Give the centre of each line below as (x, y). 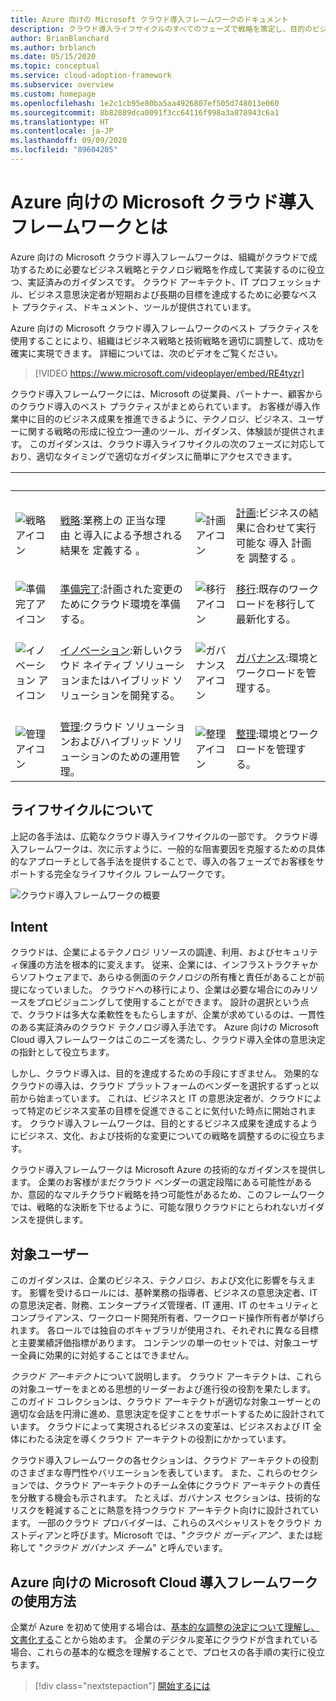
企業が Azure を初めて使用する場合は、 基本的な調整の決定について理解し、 (165, 1627)
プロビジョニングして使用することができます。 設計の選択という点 (173, 1002)
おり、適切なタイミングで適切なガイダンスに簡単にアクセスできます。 (154, 456)
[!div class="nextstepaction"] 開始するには (122, 1686)
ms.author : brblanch (53, 47)
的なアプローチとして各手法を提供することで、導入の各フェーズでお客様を (163, 861)
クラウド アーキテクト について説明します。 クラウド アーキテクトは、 (153, 1377)
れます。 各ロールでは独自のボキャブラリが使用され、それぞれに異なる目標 (164, 1330)
